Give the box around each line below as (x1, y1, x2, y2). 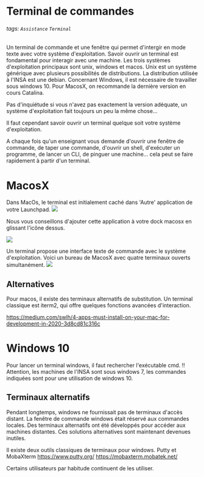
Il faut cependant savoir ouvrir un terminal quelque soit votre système (6, 119, 181, 126)
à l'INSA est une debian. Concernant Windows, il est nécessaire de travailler (6, 76, 197, 84)
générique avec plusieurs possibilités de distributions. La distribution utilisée (6, 70, 199, 77)
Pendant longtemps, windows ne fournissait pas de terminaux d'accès (6, 408, 183, 416)
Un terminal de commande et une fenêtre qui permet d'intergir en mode (6, 44, 186, 51)
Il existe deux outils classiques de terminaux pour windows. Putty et (6, 446, 177, 453)
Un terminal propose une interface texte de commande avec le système (6, 247, 186, 255)
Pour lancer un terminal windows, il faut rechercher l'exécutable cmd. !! (6, 362, 186, 369)
